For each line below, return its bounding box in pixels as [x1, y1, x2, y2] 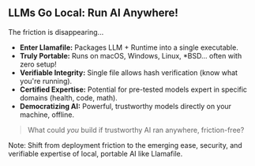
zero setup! [19, 59, 57, 69]
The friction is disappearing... [8, 27, 104, 36]
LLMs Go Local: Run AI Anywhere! [8, 6, 179, 20]
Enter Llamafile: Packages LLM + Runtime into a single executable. [19, 43, 238, 52]
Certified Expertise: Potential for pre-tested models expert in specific [19, 85, 247, 94]
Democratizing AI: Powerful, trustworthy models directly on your [19, 101, 231, 111]
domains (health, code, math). [19, 92, 118, 102]
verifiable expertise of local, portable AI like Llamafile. [8, 149, 183, 158]
